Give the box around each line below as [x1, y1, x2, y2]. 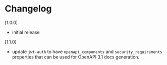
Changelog [5, 3, 52, 14]
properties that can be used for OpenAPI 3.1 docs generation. [12, 53, 140, 60]
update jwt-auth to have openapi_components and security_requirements [12, 48, 162, 54]
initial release [12, 29, 40, 35]
